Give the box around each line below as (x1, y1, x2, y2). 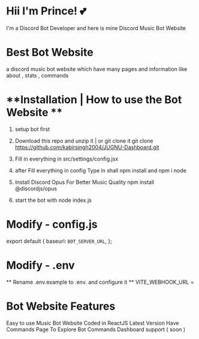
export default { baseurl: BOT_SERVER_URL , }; (6, 237, 112, 245)
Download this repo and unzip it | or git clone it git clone (14, 137, 153, 144)
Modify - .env (6, 258, 75, 272)
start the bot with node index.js (14, 197, 92, 204)
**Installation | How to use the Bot (6, 93, 182, 106)
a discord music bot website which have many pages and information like (6, 65, 188, 73)
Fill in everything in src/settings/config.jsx (14, 155, 119, 162)
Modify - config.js (6, 218, 98, 231)
